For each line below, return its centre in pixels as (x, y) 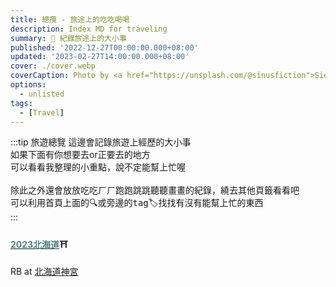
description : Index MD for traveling (89, 29)
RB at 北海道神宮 (44, 271)
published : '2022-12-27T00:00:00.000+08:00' (104, 47)
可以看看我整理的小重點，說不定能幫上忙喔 (98, 167)
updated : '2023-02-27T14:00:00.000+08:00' (100, 57)
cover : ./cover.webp (53, 66)
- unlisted (42, 94)
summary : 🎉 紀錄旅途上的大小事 (68, 38)
